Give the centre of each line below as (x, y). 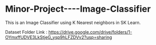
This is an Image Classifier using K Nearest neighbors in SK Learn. (73, 22)
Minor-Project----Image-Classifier (78, 9)
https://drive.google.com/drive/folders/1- (90, 32)
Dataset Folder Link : (26, 32)
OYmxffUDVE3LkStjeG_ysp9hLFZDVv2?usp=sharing (59, 37)
